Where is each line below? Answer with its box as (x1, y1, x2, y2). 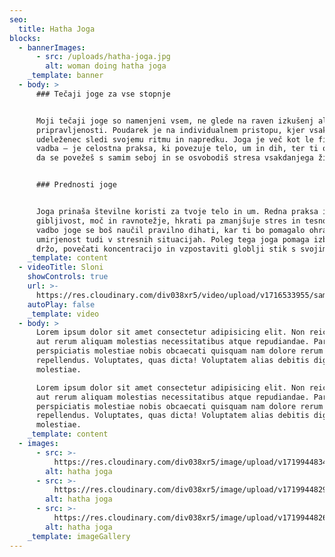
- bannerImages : (18, 42, 86, 53)
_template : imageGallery (27, 531, 131, 541)
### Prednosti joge (35, 180, 117, 190)
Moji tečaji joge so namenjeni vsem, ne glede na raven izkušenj (35, 116, 314, 126)
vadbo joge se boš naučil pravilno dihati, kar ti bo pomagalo (35, 225, 306, 235)
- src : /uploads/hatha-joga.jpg (35, 52, 171, 62)
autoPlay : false (27, 299, 96, 310)
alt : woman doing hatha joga (45, 61, 167, 71)
